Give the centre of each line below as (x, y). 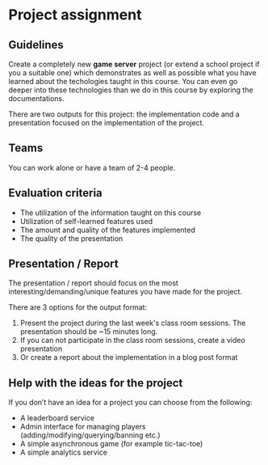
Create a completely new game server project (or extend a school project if (134, 64)
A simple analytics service (63, 452)
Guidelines (36, 45)
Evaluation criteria (55, 193)
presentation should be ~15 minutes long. (89, 332)
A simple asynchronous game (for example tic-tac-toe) (111, 444)
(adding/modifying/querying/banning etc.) (90, 435)
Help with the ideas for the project (96, 383)
